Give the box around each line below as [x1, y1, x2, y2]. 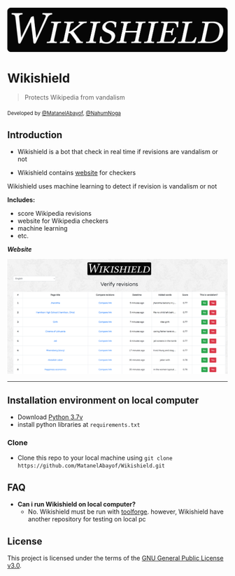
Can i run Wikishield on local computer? [17, 500, 136, 509]
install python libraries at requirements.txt [17, 420, 141, 429]
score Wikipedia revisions [17, 210, 92, 218]
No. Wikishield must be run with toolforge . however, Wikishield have [27, 507, 224, 516]
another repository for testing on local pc [27, 515, 146, 523]
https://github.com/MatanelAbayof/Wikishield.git [17, 462, 166, 469]
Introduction [7, 129, 63, 141]
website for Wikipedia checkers [17, 217, 108, 225]
